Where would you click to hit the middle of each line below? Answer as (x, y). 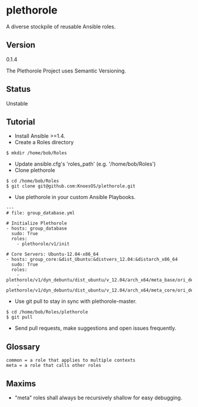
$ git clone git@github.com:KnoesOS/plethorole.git (71, 186)
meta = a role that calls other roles (54, 366)
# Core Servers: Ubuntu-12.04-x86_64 (52, 254)
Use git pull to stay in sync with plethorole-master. (76, 302)
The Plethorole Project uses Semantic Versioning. (66, 71)
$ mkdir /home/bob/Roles (37, 153)
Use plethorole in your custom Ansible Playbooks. (75, 197)
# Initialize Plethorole (37, 224)
